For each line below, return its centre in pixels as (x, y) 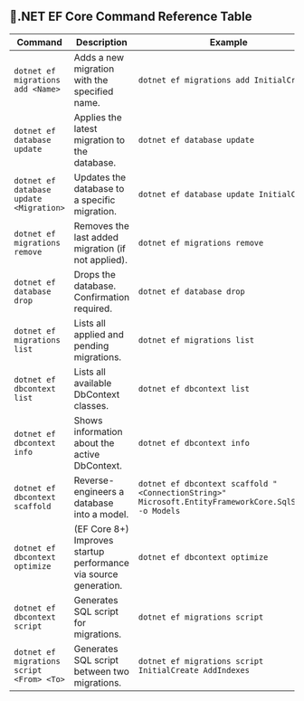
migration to (99, 139)
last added (96, 237)
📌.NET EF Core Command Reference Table (131, 17)
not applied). (101, 260)
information (98, 431)
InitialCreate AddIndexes (195, 670)
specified (94, 91)
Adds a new (99, 57)
